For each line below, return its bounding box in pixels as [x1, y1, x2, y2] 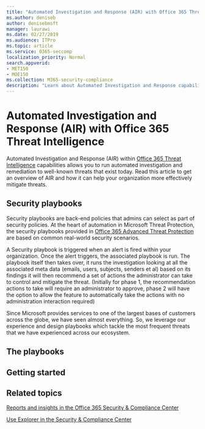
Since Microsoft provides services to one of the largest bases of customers [6, 309, 196, 317]
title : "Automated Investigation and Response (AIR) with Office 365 [6, 9, 187, 15]
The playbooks [6, 347, 64, 357]
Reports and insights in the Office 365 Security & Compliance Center [6, 404, 179, 411]
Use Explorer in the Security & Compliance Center [6, 416, 132, 424]
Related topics [6, 388, 62, 398]
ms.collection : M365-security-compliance [6, 77, 113, 83]
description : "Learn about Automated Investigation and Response [6, 83, 176, 89]
